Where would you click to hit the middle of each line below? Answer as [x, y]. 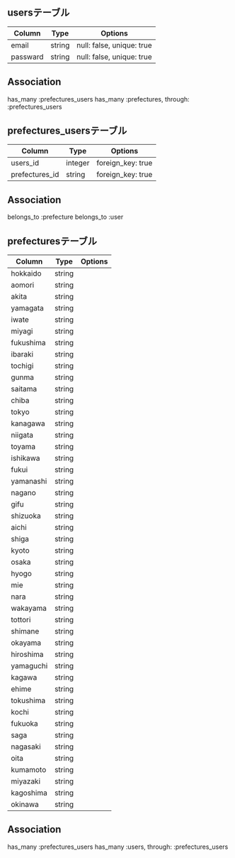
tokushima [28, 700]
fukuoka [24, 724]
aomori [23, 285]
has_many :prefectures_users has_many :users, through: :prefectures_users [118, 847]
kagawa [24, 678]
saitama [24, 389]
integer [78, 163]
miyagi [22, 331]
